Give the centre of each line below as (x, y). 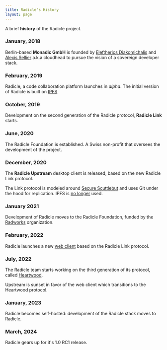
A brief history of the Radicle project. (43, 28)
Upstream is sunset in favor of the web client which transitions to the (76, 284)
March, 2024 (21, 332)
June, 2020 (19, 134)
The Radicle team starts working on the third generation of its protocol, (78, 270)
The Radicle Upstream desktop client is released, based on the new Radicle (83, 173)
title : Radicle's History (32, 10)
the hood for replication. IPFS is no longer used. (54, 193)
